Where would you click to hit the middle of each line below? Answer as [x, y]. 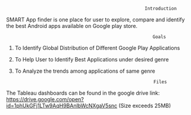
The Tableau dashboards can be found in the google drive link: [83, 93]
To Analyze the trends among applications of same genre [85, 71]
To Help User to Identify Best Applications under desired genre [92, 59]
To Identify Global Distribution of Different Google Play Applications [97, 48]
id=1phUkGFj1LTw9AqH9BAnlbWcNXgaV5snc [62, 105]
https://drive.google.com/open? [45, 99]
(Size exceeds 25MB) [145, 105]
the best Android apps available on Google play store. [72, 26]
